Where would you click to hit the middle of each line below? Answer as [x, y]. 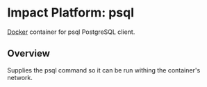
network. [20, 77]
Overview [29, 54]
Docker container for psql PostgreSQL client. [71, 32]
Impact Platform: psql [71, 13]
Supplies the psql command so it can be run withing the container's [104, 70]
